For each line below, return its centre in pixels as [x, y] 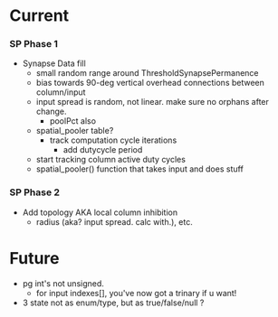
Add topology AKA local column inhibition [100, 212]
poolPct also [73, 121]
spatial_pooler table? [75, 131]
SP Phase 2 [35, 192]
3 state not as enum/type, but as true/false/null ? [113, 303]
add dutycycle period [103, 150]
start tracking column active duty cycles [110, 160]
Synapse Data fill [54, 63]
